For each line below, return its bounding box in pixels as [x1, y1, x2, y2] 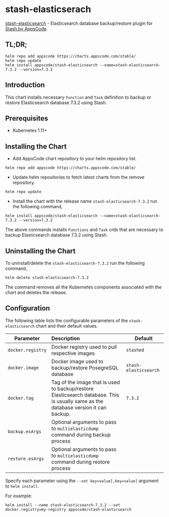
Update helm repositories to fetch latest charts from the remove [12, 174, 145, 180]
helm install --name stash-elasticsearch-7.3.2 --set [5, 502, 121, 507]
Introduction [5, 81, 45, 89]
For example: [5, 493, 33, 499]
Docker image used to [51, 358, 104, 365]
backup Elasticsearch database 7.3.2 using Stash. [5, 232, 108, 238]
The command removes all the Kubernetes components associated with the [5, 284, 162, 290]
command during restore [51, 458, 110, 465]
